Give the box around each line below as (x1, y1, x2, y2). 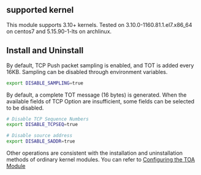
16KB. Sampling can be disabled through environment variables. (6, 68, 168, 75)
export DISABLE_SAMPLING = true (6, 80, 84, 86)
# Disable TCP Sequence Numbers (6, 116, 89, 122)
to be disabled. (6, 104, 44, 111)
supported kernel (6, 5, 74, 15)
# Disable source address (6, 133, 72, 139)
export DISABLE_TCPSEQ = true (6, 122, 78, 128)
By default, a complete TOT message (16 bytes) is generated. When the (6, 91, 187, 99)
